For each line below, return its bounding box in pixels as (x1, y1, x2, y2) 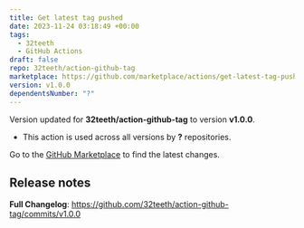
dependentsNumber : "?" (9, 89, 95, 98)
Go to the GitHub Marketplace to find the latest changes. (9, 148, 220, 159)
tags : (9, 30, 30, 39)
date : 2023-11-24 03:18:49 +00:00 (9, 22, 140, 31)
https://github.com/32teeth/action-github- (71, 199, 229, 210)
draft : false (9, 55, 59, 64)
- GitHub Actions (17, 47, 83, 56)
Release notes (9, 175, 91, 190)
